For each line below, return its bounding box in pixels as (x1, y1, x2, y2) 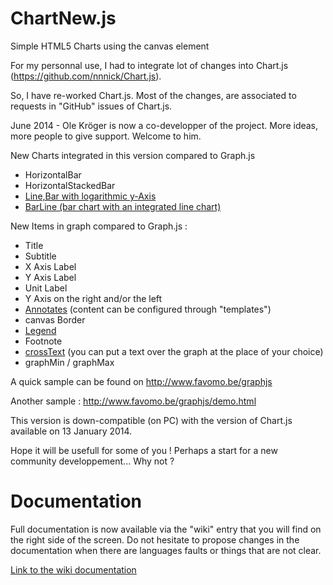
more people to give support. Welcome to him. (10, 130, 202, 142)
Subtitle (24, 250, 57, 262)
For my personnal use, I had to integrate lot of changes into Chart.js (10, 59, 289, 71)
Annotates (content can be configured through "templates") (24, 303, 272, 315)
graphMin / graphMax (24, 356, 115, 368)
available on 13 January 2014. (10, 425, 133, 437)
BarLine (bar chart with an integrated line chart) (24, 200, 222, 212)
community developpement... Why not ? (10, 455, 175, 467)
